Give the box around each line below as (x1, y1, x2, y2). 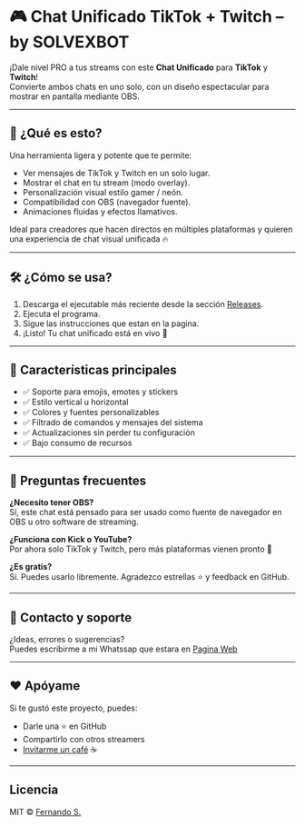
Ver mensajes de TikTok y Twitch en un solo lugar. (22, 167, 211, 178)
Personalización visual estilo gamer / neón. (22, 186, 183, 197)
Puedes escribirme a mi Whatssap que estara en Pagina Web (9, 643, 238, 654)
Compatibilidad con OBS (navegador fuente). (22, 196, 192, 207)
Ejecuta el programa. (22, 308, 101, 319)
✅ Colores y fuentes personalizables (22, 407, 160, 418)
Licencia (9, 782, 59, 798)
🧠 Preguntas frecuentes (9, 473, 147, 488)
